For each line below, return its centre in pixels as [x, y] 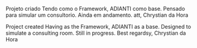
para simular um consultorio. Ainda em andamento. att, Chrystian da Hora [97, 15]
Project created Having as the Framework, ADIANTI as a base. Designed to [98, 27]
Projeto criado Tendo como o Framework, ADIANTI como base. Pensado [95, 9]
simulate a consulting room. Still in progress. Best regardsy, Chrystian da [96, 33]
